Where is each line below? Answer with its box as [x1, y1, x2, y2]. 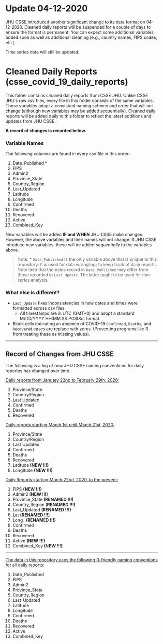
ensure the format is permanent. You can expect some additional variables [5, 29, 154, 35]
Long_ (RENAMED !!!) [12, 517, 56, 523]
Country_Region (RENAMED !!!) [12, 502, 75, 508]
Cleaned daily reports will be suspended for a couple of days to [24, 24, 151, 30]
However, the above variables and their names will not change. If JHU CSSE [5, 237, 157, 243]
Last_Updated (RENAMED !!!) [12, 507, 72, 513]
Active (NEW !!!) [12, 538, 45, 544]
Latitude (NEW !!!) [12, 462, 49, 468]
